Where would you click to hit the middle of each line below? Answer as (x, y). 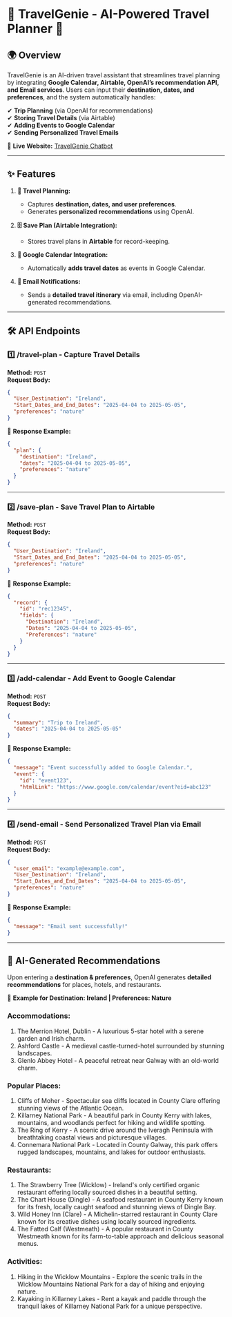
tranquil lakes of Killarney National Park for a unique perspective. (109, 1306)
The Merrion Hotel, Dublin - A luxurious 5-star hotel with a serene (110, 1031)
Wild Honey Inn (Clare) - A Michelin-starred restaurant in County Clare (117, 1214)
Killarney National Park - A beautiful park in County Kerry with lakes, (114, 1115)
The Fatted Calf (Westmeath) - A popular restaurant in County (105, 1229)
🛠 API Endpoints (44, 331)
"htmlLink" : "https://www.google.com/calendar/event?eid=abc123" (116, 787)
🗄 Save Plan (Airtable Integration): (67, 225)
